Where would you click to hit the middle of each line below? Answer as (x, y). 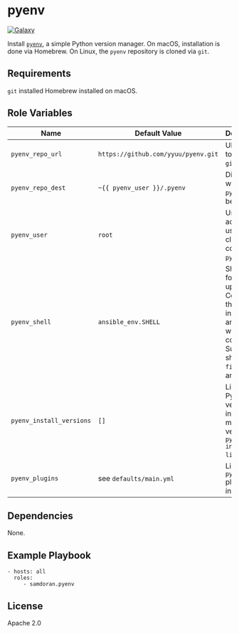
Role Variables (40, 113)
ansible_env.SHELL (129, 322)
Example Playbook (49, 555)
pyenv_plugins (35, 478)
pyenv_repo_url (37, 154)
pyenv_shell (31, 322)
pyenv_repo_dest (38, 188)
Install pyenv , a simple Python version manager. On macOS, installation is (114, 43)
